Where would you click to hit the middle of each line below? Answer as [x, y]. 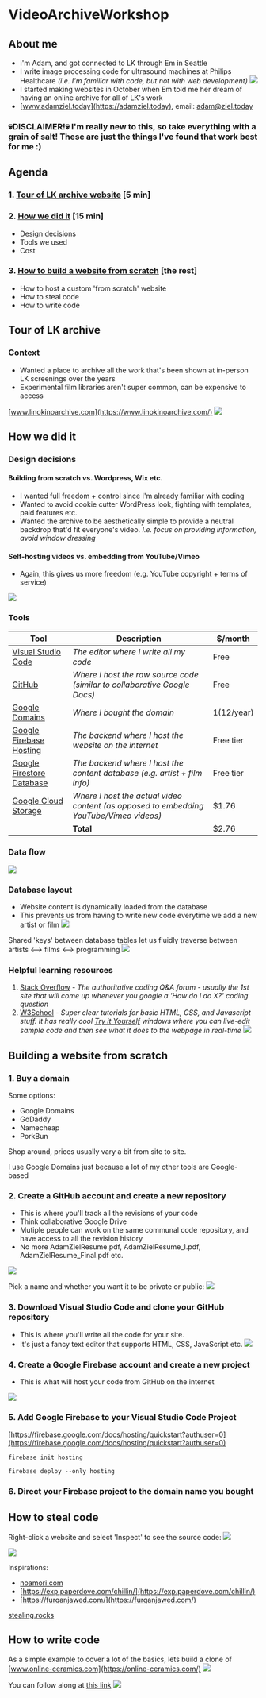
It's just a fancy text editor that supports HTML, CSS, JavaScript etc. [131, 1344]
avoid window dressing [58, 538]
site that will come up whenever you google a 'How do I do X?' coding [134, 996]
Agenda [28, 172]
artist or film [39, 925]
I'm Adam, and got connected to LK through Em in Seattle [114, 63]
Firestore [29, 773]
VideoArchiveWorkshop [89, 15]
